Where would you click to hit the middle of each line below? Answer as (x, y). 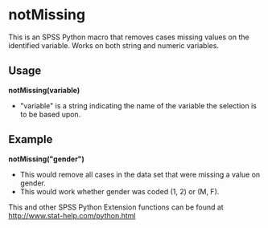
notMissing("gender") (46, 159)
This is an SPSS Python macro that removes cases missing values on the (129, 37)
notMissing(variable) (44, 90)
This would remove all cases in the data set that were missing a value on (140, 174)
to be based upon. (50, 114)
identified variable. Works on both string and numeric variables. (114, 45)
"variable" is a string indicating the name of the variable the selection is (138, 105)
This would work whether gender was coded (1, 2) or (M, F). (120, 191)
